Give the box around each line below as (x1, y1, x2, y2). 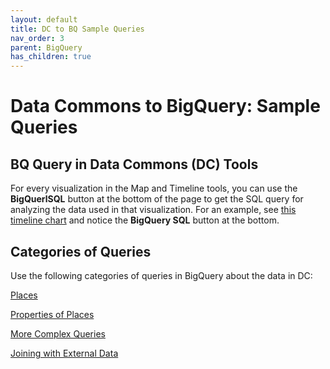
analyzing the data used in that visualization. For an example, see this (10, 204, 297, 216)
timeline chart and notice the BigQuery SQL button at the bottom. (10, 214, 280, 226)
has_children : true (10, 52, 92, 62)
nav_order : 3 (10, 33, 65, 43)
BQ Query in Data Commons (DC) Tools (10, 156, 259, 173)
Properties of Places (10, 308, 95, 320)
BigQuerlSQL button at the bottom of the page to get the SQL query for (10, 193, 304, 205)
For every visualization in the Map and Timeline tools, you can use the (10, 182, 298, 195)
